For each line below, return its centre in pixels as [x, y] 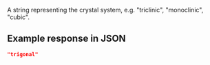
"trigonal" [23, 54]
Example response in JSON [66, 39]
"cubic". [18, 17]
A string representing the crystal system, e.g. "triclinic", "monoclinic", [105, 10]
